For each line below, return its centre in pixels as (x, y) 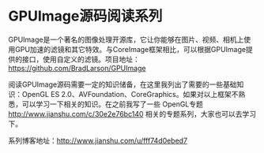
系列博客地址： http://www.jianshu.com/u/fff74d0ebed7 (98, 140)
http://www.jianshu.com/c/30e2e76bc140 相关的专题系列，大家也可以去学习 (132, 114)
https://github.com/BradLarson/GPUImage (77, 68)
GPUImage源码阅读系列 (85, 16)
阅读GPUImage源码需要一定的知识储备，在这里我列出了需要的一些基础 (123, 84)
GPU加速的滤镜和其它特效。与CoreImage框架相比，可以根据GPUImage (130, 49)
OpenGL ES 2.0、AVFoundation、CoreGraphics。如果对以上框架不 (130, 94)
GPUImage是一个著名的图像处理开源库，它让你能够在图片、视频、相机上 (126, 39)
